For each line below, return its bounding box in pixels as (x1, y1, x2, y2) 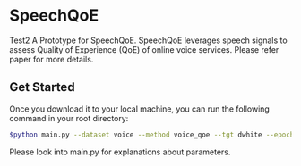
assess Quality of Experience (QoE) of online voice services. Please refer (9, 44, 279, 54)
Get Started (9, 79, 75, 95)
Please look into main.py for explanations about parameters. (9, 146, 231, 157)
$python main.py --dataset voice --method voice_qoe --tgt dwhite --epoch (9, 130, 295, 139)
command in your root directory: (9, 112, 129, 123)
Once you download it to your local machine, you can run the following (9, 104, 271, 114)
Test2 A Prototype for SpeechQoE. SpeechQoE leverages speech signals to (9, 35, 288, 46)
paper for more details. (9, 54, 94, 64)
